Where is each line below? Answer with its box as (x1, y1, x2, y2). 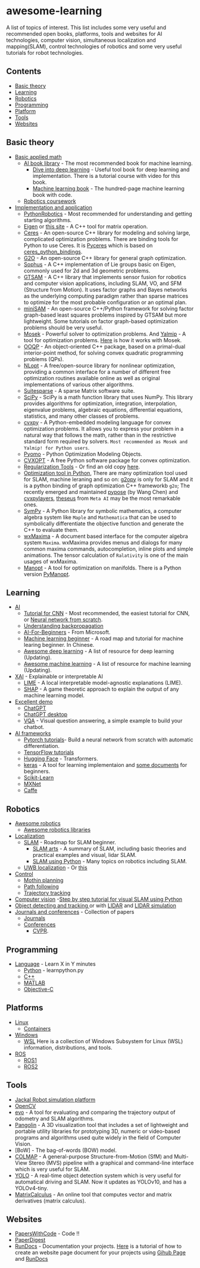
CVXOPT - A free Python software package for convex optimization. (23, 456, 191, 464)
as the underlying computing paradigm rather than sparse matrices (23, 292, 189, 299)
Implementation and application (14, 203, 92, 211)
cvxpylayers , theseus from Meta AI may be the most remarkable (23, 494, 180, 502)
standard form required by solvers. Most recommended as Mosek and (23, 437, 188, 444)
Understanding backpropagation (23, 622, 104, 630)
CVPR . (32, 927, 49, 935)
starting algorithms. (23, 216, 72, 224)
